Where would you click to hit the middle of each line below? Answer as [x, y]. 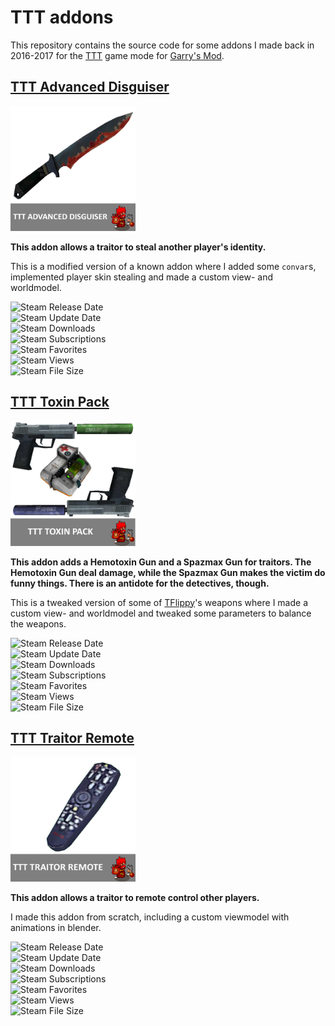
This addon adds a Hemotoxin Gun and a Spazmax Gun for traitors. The [161, 562]
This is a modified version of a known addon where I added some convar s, [163, 266]
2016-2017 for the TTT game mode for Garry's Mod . [117, 55]
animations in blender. [56, 928]
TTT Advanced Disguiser [90, 87]
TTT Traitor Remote [72, 737]
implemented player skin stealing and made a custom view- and [142, 277]
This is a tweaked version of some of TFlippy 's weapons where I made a [159, 602]
